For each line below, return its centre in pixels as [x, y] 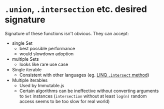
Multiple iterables [30, 80]
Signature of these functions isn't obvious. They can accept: [67, 33]
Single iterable [27, 69]
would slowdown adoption [46, 54]
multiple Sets [25, 59]
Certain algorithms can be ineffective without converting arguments [89, 91]
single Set [22, 43]
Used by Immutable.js [42, 85]
